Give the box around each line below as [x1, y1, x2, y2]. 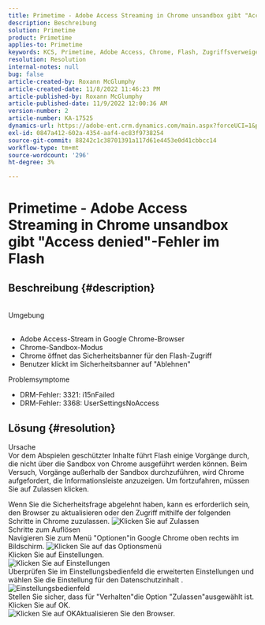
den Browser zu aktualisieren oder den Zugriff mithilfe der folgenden [8, 507, 231, 518]
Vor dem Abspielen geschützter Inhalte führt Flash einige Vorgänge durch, [8, 450, 250, 460]
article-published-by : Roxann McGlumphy [8, 92, 144, 100]
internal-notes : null [8, 63, 80, 71]
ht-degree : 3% [8, 159, 55, 167]
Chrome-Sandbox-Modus [19, 343, 103, 352]
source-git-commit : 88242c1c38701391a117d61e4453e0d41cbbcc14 [8, 136, 217, 145]
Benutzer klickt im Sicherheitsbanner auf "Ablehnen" [19, 360, 191, 369]
